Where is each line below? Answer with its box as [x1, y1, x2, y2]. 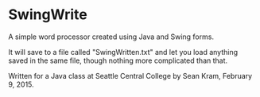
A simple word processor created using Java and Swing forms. [8, 32, 215, 41]
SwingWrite [8, 6, 87, 24]
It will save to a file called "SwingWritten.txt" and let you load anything [8, 47, 239, 56]
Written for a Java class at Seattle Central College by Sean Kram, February [8, 71, 253, 80]
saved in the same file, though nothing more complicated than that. [8, 56, 228, 65]
